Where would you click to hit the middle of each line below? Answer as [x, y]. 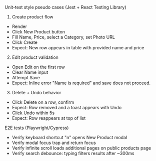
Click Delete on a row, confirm [43, 102]
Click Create [25, 42]
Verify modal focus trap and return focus [54, 143]
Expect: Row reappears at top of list [49, 118]
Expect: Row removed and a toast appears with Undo [67, 107]
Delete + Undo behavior [36, 92]
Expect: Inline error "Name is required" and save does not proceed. [81, 83]
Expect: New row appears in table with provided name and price [78, 48]
